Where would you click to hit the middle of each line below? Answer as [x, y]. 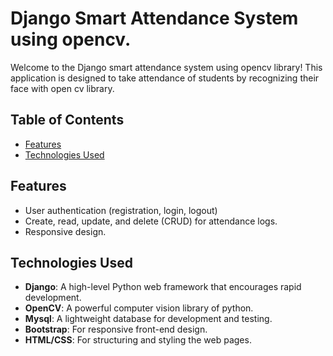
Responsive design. [65, 231]
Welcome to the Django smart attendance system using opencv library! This [166, 67]
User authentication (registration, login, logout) [121, 210]
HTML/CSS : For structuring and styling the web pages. [138, 340]
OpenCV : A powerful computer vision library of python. [139, 308]
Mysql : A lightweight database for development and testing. [148, 319]
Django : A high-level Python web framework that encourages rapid [163, 287]
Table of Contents [67, 120]
